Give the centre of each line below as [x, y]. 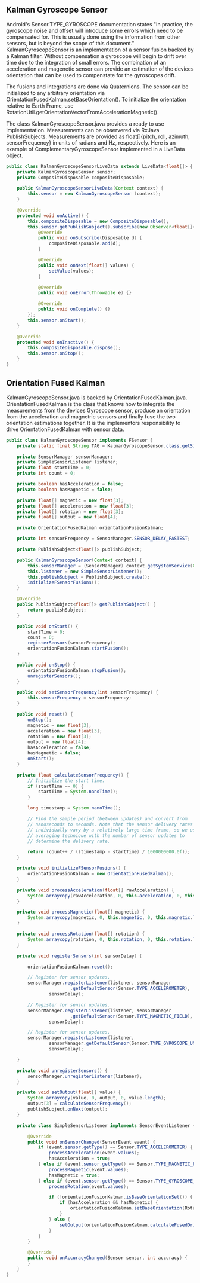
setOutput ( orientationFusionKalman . [105, 1225]
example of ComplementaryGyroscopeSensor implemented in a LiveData [96, 149]
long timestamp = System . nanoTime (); [74, 808]
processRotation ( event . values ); [89, 1186]
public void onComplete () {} [74, 309]
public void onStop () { [46, 665]
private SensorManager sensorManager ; [65, 457]
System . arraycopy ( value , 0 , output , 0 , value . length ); [97, 1098]
